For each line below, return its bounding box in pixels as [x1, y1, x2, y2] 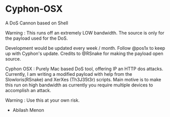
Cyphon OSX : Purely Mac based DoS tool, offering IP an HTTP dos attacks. [5, 66, 163, 72]
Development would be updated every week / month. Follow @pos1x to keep [5, 45, 165, 51]
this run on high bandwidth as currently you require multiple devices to [5, 82, 153, 88]
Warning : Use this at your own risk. [5, 97, 80, 103]
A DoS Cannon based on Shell [5, 20, 69, 26]
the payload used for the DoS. [5, 35, 68, 41]
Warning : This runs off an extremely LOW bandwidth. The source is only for [5, 30, 165, 36]
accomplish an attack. [5, 87, 52, 93]
